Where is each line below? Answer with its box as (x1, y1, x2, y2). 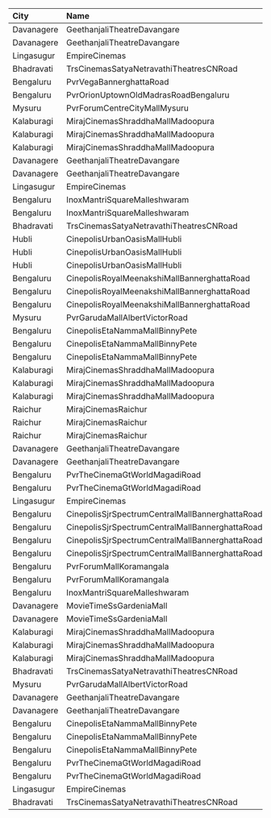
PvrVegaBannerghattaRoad (65, 77, 169, 87)
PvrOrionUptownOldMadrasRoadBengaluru (65, 89, 230, 100)
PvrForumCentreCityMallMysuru (65, 102, 190, 114)
